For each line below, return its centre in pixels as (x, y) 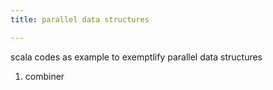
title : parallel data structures (80, 19)
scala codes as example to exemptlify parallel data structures (136, 57)
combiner (44, 76)
